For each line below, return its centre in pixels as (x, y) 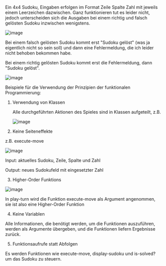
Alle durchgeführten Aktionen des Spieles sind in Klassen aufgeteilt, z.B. (86, 112)
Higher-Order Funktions (37, 180)
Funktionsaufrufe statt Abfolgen (45, 244)
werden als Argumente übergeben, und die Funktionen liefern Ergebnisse (80, 229)
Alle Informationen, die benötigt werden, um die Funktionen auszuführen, (80, 224)
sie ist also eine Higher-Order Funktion (45, 204)
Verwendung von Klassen (39, 102)
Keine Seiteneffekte (33, 131)
